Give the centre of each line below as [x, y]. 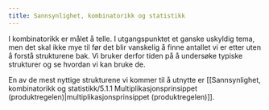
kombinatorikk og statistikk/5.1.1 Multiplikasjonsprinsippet [103, 88]
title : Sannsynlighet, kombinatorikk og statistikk [97, 16]
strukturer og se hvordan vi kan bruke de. [77, 64]
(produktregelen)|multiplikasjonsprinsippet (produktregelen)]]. [112, 96]
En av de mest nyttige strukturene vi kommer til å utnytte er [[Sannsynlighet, [135, 79]
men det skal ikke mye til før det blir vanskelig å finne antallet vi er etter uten [135, 47]
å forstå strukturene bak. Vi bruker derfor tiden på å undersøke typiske [126, 55]
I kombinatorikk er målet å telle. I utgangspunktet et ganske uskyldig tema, [132, 39]
